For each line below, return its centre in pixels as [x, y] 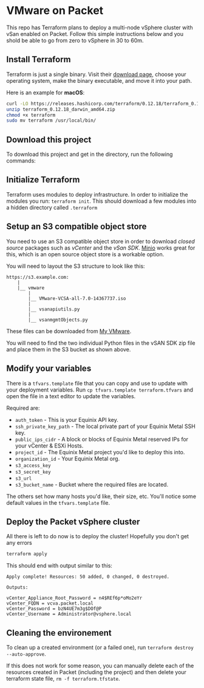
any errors [19, 543]
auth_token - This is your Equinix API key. [66, 419]
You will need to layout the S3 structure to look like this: [76, 266]
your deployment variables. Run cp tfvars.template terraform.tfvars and [100, 390]
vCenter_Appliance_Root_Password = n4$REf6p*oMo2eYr [74, 598]
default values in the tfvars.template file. [58, 502]
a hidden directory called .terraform [52, 207]
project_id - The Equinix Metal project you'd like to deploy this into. [100, 452]
